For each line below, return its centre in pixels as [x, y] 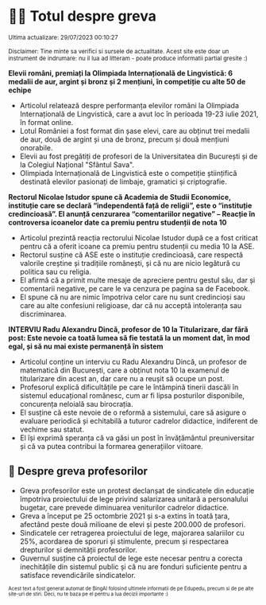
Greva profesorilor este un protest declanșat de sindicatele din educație [137, 490]
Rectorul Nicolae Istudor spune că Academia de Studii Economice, [120, 197]
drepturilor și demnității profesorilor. [78, 549]
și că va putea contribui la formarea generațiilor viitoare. [112, 446]
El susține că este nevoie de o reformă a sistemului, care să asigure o [133, 412]
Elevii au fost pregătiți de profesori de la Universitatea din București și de [139, 156]
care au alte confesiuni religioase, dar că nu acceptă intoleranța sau [131, 305]
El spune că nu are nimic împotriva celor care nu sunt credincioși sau [133, 297]
